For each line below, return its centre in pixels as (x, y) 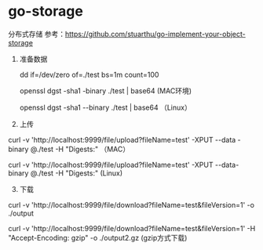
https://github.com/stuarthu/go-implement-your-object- (155, 34)
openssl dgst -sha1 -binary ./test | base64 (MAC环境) (106, 91)
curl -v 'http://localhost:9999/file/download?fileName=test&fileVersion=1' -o (131, 205)
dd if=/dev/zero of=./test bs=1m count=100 (89, 74)
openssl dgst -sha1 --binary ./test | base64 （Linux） (106, 107)
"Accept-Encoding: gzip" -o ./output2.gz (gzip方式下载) (98, 237)
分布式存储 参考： (37, 34)
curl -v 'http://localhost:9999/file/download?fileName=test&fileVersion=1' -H (132, 228)
